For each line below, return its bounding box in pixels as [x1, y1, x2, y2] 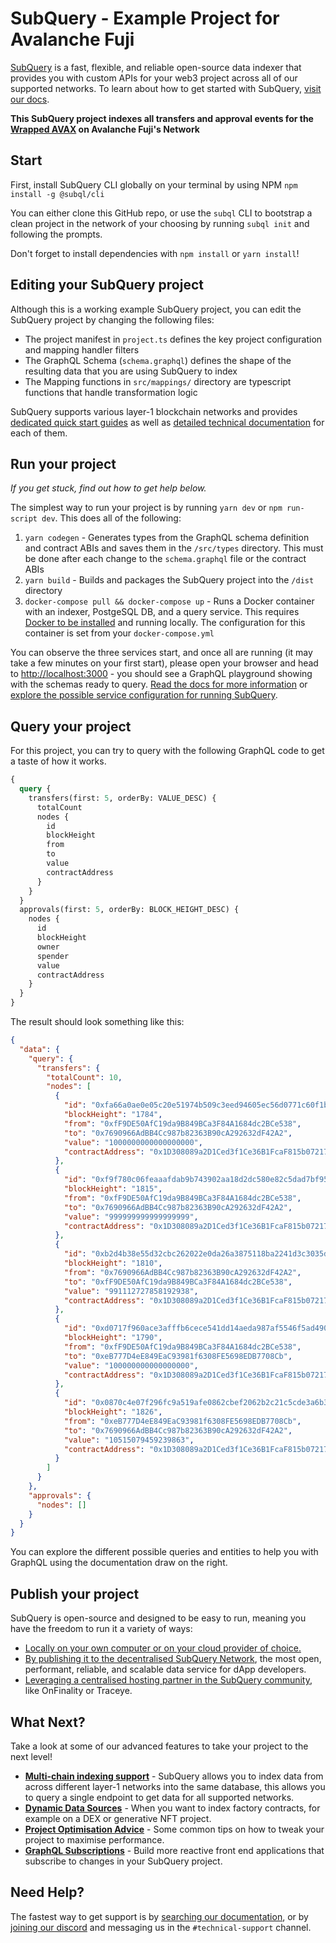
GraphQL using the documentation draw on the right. [10, 1557, 228, 1569]
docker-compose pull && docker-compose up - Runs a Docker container [24, 595, 315, 607]
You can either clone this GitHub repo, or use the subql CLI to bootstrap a [10, 207, 313, 219]
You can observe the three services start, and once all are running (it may [10, 647, 313, 659]
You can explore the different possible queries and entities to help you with [10, 1546, 319, 1558]
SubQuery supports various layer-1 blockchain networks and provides [10, 405, 298, 417]
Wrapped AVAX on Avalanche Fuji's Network [10, 123, 200, 135]
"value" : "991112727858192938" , [63, 1286, 199, 1296]
